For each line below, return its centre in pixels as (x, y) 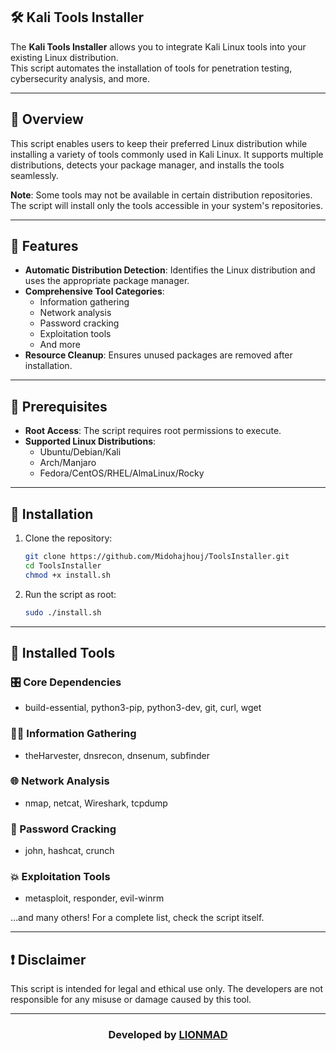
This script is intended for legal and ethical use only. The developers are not (167, 989)
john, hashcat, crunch (69, 851)
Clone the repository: (68, 538)
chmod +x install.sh (67, 575)
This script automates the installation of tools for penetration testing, (151, 68)
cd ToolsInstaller (63, 565)
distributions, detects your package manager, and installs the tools (147, 165)
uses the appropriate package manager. (107, 281)
